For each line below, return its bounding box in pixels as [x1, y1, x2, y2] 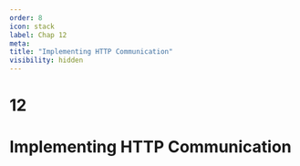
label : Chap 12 [9, 30, 67, 39]
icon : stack [9, 22, 55, 31]
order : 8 [9, 13, 43, 23]
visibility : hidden [9, 56, 84, 65]
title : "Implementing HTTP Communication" [9, 47, 173, 57]
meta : [9, 38, 30, 48]
